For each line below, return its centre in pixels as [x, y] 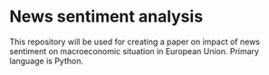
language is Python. [47, 61]
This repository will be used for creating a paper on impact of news [135, 42]
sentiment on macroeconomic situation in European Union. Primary [134, 51]
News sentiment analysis [106, 17]
